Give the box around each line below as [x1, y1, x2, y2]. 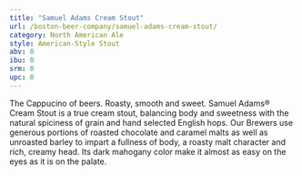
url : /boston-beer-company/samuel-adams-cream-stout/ [9, 22, 218, 31]
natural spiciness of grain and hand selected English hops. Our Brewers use [9, 117, 294, 128]
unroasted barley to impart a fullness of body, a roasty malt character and [9, 136, 287, 147]
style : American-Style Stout [9, 38, 120, 48]
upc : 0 [9, 73, 35, 82]
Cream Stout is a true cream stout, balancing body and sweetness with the [9, 107, 289, 119]
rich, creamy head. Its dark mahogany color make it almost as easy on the [9, 146, 287, 157]
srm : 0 [9, 65, 35, 74]
